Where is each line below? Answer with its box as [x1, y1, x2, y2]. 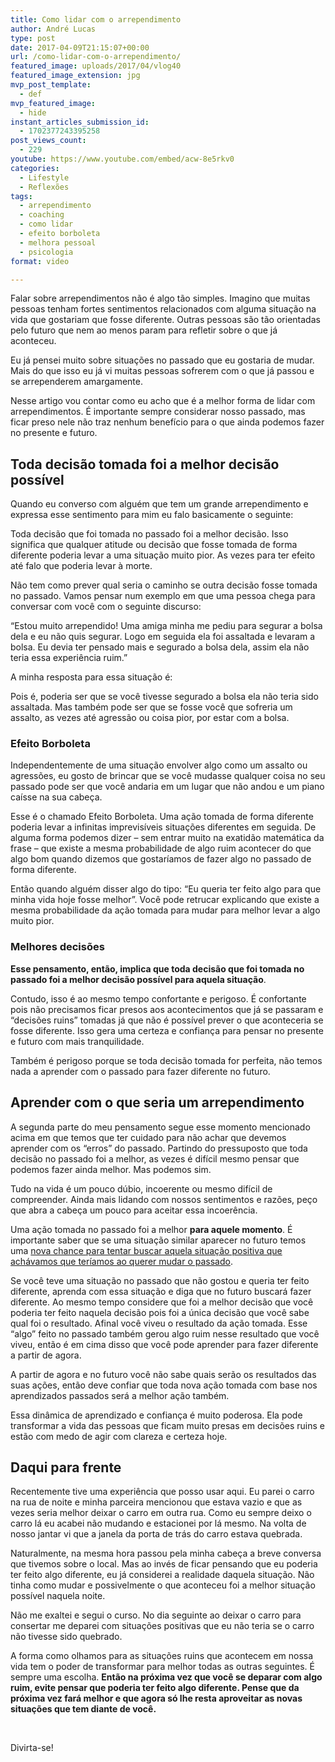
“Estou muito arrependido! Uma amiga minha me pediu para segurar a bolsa [10, 620, 323, 632]
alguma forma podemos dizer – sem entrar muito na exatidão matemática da [10, 832, 325, 844]
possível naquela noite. [10, 1590, 106, 1602]
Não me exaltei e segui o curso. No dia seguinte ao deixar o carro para [10, 1609, 302, 1621]
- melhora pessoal [19, 237, 97, 248]
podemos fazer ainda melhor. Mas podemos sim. [10, 1163, 212, 1175]
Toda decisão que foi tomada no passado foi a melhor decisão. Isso [10, 528, 289, 540]
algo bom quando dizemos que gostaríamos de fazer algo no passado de [10, 853, 312, 865]
